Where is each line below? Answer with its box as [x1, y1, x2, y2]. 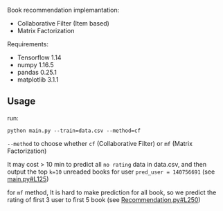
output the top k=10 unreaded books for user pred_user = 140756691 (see [7, 167, 215, 176]
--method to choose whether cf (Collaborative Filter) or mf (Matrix [7, 139, 193, 147]
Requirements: [7, 40, 48, 48]
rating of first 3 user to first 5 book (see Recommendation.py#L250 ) [7, 195, 201, 203]
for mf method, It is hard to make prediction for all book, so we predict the [7, 188, 217, 196]
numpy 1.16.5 [17, 61, 54, 68]
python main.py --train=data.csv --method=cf [7, 127, 141, 134]
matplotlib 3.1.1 [17, 75, 59, 84]
